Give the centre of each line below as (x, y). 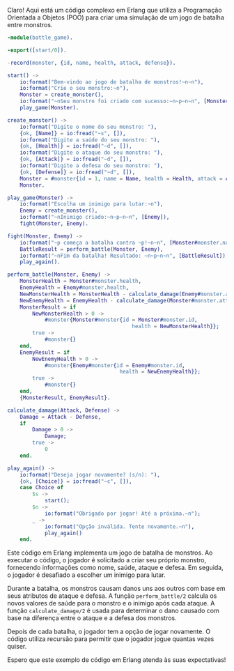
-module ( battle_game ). (40, 38)
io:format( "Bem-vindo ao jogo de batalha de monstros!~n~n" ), (112, 82)
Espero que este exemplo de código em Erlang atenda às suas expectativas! (117, 660)
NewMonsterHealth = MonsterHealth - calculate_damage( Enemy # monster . (123, 294)
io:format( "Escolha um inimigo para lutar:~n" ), (92, 204)
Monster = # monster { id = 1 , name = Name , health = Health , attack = (121, 178)
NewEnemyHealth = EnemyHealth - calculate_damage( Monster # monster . (119, 300)
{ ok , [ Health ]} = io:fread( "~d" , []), (76, 146)
